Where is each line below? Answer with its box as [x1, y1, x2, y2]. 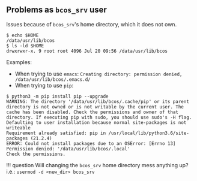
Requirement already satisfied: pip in [6, 130, 106, 136]
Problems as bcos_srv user [6, 5, 107, 15]
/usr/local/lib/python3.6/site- [108, 130, 189, 136]
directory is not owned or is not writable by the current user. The [6, 104, 184, 110]
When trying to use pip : [14, 82, 74, 89]
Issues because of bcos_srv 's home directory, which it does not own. [6, 20, 177, 28]
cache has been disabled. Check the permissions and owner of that [6, 109, 179, 115]
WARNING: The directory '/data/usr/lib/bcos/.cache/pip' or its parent [6, 98, 189, 104]
